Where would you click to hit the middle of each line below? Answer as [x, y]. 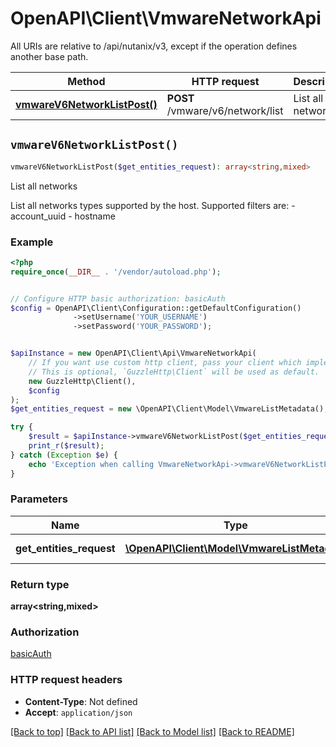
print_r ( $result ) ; [66, 446]
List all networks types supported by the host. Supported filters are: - [153, 205]
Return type [40, 584]
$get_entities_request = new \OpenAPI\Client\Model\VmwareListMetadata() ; [169, 409]
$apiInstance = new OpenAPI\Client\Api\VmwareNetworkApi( [133, 353]
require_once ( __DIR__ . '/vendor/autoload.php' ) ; [116, 272]
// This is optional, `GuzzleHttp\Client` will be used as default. [174, 372]
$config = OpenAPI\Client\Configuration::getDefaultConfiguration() [156, 308]
